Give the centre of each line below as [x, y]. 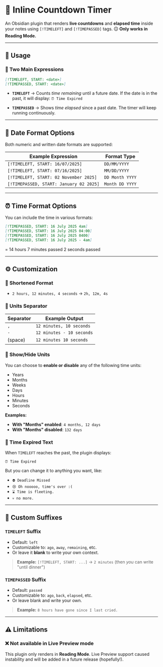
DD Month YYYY [120, 177]
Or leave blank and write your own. [47, 600]
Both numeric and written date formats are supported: [59, 145]
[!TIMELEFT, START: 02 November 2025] [52, 177]
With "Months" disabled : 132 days [47, 430]
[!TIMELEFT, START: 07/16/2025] [45, 171]
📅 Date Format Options [40, 133]
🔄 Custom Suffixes [34, 518]
